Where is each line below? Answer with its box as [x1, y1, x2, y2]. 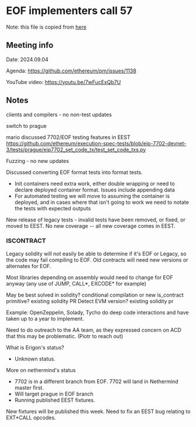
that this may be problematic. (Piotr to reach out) [6, 332, 123, 339]
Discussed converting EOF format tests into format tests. [6, 168, 143, 176]
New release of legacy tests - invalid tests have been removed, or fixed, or [6, 216, 185, 223]
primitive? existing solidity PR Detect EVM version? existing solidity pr [6, 297, 174, 304]
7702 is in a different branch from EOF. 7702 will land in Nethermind [14, 378, 178, 385]
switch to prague [6, 122, 47, 129]
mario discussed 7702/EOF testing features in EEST [6, 133, 130, 141]
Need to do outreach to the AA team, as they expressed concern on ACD [6, 326, 181, 334]
